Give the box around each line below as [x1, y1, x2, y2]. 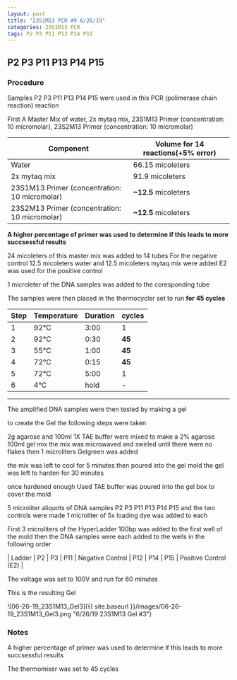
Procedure [7, 77, 44, 87]
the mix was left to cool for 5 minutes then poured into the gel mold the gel [7, 461, 224, 469]
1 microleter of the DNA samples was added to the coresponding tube [7, 280, 210, 289]
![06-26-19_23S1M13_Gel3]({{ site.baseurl [7, 602, 129, 611]
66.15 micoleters [133, 160, 190, 170]
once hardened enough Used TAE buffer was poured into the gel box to [7, 482, 215, 490]
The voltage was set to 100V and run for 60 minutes [7, 575, 158, 583]
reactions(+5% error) [142, 148, 217, 158]
